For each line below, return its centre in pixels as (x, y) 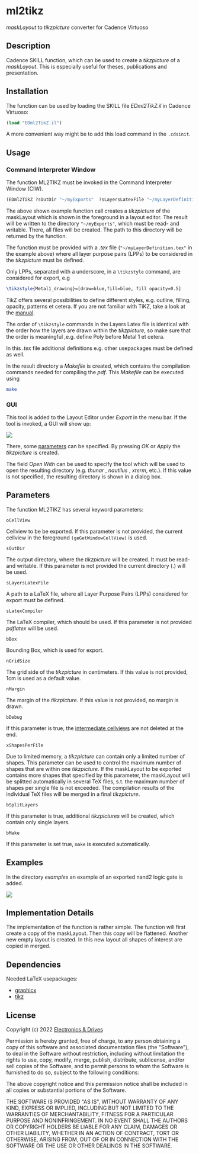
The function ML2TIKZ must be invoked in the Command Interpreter (89, 182)
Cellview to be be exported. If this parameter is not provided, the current (94, 531)
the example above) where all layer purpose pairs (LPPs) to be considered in (99, 254)
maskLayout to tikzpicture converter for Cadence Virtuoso (77, 27)
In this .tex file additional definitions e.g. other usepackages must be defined (99, 348)
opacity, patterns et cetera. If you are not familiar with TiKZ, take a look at (96, 306)
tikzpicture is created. (33, 453)
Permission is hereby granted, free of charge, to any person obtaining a (93, 1041)
